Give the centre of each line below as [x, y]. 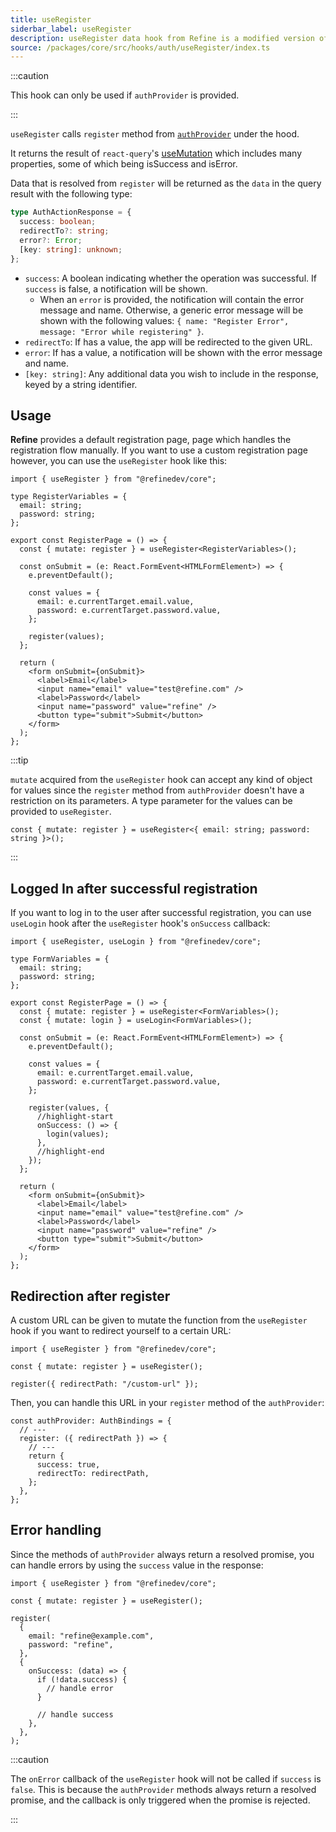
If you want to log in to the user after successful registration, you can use [161, 913]
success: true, [68, 1464]
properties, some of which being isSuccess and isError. [124, 164]
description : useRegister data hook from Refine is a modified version [162, 38]
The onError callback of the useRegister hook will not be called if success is [166, 1778]
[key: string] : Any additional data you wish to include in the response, [171, 373]
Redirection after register [90, 1296]
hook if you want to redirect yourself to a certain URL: [121, 1330]
